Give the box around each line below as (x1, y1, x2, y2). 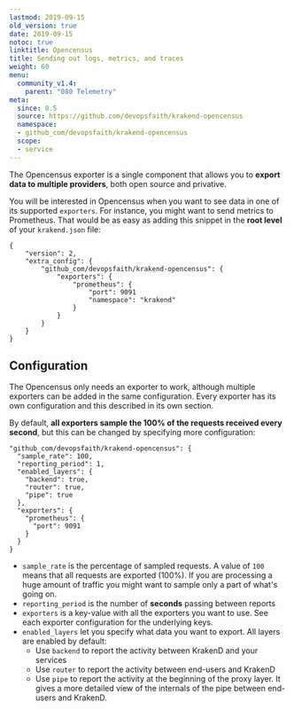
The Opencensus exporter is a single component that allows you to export (9, 169, 281, 180)
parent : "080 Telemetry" (25, 87, 117, 96)
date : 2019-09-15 (9, 29, 73, 38)
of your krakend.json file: (9, 223, 102, 235)
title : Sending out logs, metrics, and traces (9, 54, 184, 63)
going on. (21, 589, 58, 599)
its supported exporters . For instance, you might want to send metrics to (9, 205, 275, 215)
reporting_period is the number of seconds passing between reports (21, 598, 276, 609)
